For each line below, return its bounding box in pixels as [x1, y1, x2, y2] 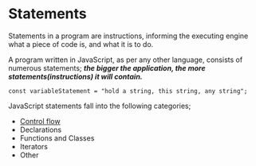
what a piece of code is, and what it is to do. [8, 39, 154, 48]
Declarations [19, 125, 62, 134]
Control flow [19, 116, 61, 125]
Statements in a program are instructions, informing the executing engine [8, 31, 249, 41]
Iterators [19, 141, 48, 151]
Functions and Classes [19, 133, 95, 143]
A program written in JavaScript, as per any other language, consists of [8, 55, 243, 64]
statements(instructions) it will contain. [8, 71, 144, 81]
